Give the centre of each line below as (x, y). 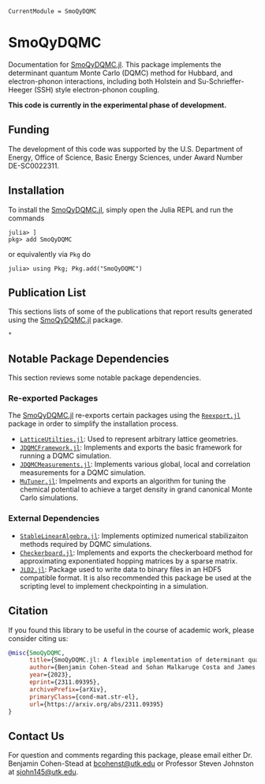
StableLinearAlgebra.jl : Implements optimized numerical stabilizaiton (134, 535)
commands (26, 218)
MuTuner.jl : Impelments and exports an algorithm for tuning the (123, 481)
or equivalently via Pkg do (49, 254)
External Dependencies (54, 518)
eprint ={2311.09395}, (65, 682)
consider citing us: (38, 638)
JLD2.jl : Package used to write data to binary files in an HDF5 (121, 569)
